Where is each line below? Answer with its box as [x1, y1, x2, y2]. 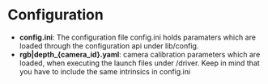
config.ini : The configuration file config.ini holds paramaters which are [19, 32, 257, 42]
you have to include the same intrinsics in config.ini [19, 66, 191, 76]
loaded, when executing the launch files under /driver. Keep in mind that [19, 58, 260, 68]
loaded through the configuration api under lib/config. [19, 40, 199, 50]
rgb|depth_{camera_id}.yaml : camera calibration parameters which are [19, 49, 261, 59]
